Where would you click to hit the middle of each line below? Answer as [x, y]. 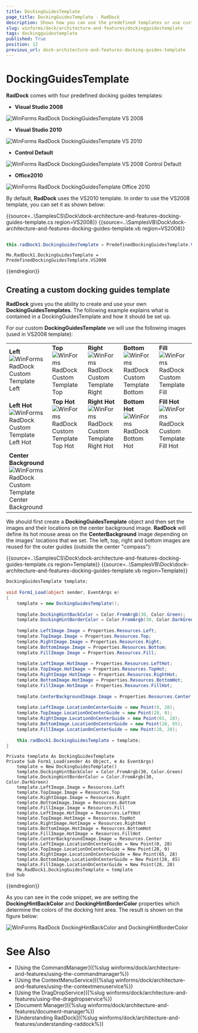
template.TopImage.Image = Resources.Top [68, 793]
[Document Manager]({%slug [50, 1005]
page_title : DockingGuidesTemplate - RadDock [63, 17]
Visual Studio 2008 [39, 107]
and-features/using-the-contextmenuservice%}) [74, 986]
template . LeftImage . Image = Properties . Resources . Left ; [87, 631]
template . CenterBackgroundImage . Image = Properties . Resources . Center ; [105, 697]
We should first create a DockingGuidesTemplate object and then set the [95, 522]
